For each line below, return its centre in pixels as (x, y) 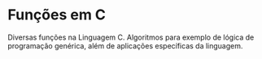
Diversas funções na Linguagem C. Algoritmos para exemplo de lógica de (131, 37)
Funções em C (57, 15)
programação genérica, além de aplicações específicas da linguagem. (125, 45)
